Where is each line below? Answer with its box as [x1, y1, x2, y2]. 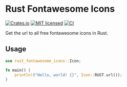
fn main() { [5, 68, 31, 73]
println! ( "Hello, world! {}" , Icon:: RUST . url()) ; [14, 72, 123, 77]
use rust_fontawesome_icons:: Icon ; [5, 58, 81, 63]
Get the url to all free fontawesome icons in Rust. [5, 30, 109, 36]
